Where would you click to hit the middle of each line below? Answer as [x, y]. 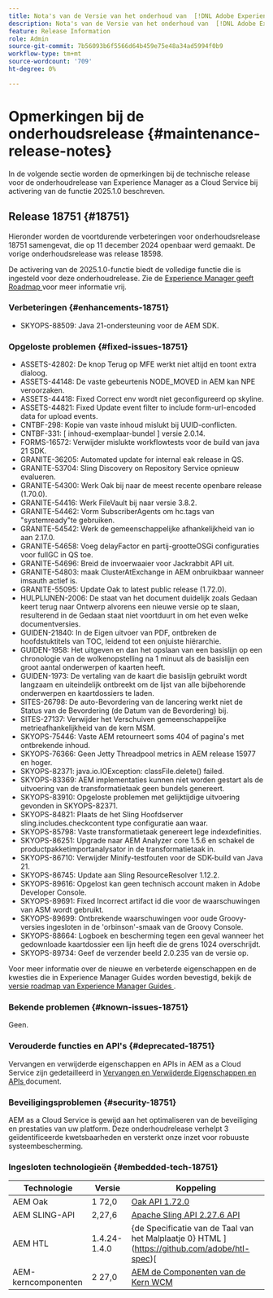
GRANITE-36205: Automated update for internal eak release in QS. [132, 460]
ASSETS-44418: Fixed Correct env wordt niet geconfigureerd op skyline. [142, 399]
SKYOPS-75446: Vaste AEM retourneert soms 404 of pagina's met [132, 737]
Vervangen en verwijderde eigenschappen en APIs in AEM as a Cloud [125, 1063]
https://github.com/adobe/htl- [192, 1249]
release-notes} [60, 151]
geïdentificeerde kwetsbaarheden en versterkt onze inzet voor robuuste [129, 1137]
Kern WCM [152, 1283]
